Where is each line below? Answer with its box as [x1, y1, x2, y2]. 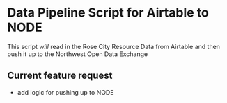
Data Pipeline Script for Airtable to [7, 5, 209, 21]
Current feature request [7, 70, 113, 82]
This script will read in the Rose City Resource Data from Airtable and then [7, 42, 221, 50]
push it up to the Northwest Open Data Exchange [7, 50, 148, 58]
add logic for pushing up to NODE [17, 88, 114, 96]
